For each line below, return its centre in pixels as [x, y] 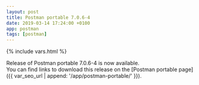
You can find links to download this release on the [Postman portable [92, 69]
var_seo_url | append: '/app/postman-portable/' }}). [78, 76]
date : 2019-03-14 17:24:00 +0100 [48, 23]
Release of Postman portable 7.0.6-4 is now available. [73, 63]
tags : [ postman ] [27, 34]
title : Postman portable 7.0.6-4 [48, 17]
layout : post [23, 12]
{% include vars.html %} [37, 51]
